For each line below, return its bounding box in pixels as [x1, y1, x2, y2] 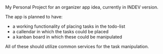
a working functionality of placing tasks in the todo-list [12, 23, 125, 29]
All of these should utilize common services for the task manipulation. [5, 44, 149, 49]
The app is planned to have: [5, 14, 63, 19]
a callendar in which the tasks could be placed [12, 29, 109, 34]
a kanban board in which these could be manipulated [12, 34, 122, 40]
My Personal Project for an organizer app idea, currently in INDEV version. [5, 4, 159, 10]
